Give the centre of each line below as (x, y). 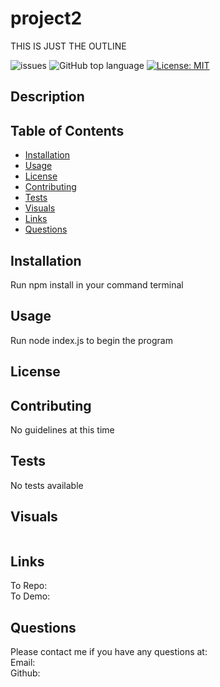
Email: (23, 663)
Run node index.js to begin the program (91, 340)
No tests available (47, 485)
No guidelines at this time (62, 429)
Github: (25, 673)
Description (47, 97)
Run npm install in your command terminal (97, 284)
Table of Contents (67, 130)
